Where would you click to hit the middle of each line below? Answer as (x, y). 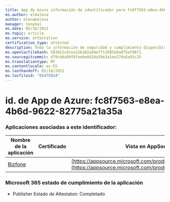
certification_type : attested (37, 43)
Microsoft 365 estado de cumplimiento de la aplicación (74, 183)
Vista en (135, 146)
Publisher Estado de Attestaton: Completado (59, 194)
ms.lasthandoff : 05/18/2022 (35, 71)
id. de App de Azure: (49, 101)
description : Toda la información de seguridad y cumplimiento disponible (86, 47)
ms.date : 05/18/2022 (27, 29)
